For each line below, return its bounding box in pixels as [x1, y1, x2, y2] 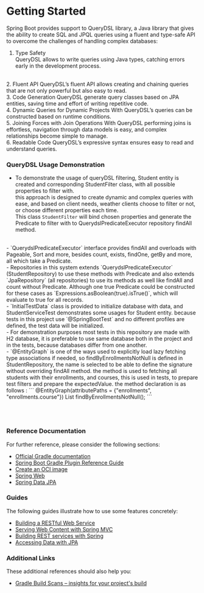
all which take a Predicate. [6, 257, 72, 265]
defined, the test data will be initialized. [6, 322, 105, 330]
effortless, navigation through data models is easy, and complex [6, 126, 167, 133]
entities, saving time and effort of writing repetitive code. [6, 99, 149, 107]
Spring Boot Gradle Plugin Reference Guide [15, 459, 124, 466]
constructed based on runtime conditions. [6, 113, 111, 120]
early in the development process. [15, 62, 102, 69]
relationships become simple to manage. [6, 132, 108, 140]
